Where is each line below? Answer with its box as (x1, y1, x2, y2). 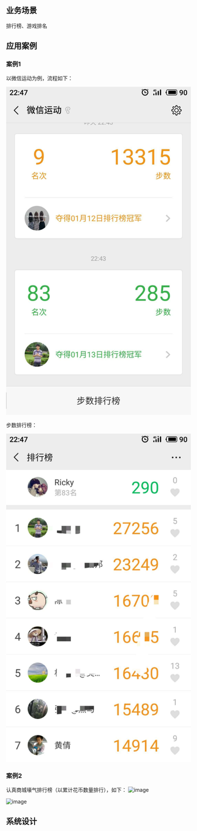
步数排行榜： (6, 421, 37, 428)
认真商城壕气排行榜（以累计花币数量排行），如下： (6, 786, 127, 793)
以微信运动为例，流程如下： (6, 74, 73, 81)
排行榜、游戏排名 (6, 22, 47, 29)
